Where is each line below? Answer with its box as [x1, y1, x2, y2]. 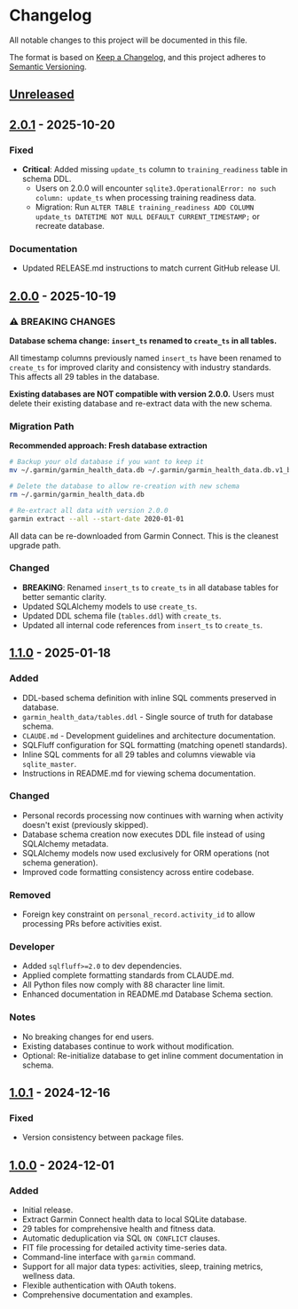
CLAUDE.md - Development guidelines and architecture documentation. [21, 729, 277, 741]
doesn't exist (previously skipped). [21, 819, 149, 830]
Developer [9, 941, 55, 953]
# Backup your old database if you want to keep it [9, 458, 204, 467]
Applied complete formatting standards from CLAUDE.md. [21, 970, 235, 981]
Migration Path [9, 420, 74, 432]
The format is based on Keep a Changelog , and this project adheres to [9, 51, 266, 62]
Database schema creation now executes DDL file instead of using [21, 829, 266, 840]
